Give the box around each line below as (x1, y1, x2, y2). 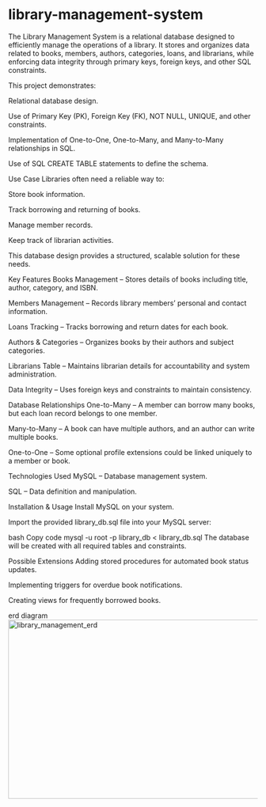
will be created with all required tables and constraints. (8, 540, 187, 551)
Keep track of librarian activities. (8, 235, 114, 244)
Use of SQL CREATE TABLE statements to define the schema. (8, 158, 208, 168)
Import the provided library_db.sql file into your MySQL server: (8, 517, 211, 527)
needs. (8, 259, 31, 268)
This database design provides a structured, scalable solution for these (8, 251, 240, 260)
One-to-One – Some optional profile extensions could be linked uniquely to (8, 447, 253, 457)
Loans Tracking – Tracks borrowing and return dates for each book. (8, 322, 229, 332)
